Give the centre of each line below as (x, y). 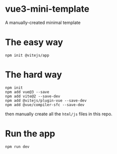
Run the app (30, 133)
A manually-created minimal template (43, 22)
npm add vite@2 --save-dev (33, 96)
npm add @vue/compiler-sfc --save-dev (45, 105)
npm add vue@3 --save (27, 92)
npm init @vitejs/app (27, 55)
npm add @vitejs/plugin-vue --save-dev (46, 100)
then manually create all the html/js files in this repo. (59, 114)
